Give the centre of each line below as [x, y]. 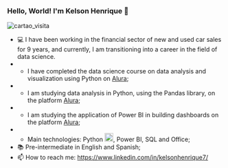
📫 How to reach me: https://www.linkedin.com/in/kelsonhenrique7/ [112, 158]
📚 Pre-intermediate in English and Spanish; [79, 147]
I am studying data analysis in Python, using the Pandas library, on [121, 93]
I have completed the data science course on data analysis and [117, 71]
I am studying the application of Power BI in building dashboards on [123, 115]
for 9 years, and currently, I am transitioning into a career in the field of [117, 49]
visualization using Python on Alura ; [78, 79]
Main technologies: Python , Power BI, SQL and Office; [109, 139]
